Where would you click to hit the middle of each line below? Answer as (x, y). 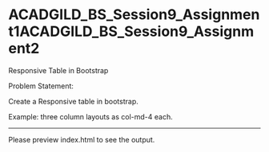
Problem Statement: (41, 86)
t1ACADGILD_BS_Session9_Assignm (131, 31)
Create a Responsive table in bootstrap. (73, 101)
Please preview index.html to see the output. (82, 139)
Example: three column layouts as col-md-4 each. (91, 116)
